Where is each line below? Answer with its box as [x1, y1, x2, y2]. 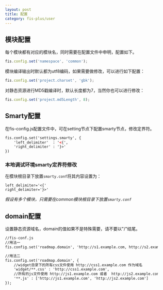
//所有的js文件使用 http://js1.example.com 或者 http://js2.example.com [14, 272, 159, 276]
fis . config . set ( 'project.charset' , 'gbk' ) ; [5, 78, 95, 83]
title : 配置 [5, 12, 28, 17]
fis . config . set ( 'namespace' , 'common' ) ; [5, 59, 88, 64]
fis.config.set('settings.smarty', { [5, 135, 81, 140]
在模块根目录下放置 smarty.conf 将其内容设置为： [5, 173, 101, 179]
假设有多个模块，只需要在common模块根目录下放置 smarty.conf [5, 197, 132, 202]
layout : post [5, 7, 32, 12]
